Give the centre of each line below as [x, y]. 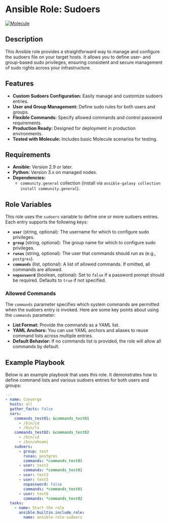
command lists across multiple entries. [53, 336]
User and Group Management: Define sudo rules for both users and [84, 106]
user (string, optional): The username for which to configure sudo [81, 232]
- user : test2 [34, 465]
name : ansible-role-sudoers [53, 517]
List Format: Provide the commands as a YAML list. [66, 325]
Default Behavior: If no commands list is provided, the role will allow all [87, 341]
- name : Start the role [39, 508]
